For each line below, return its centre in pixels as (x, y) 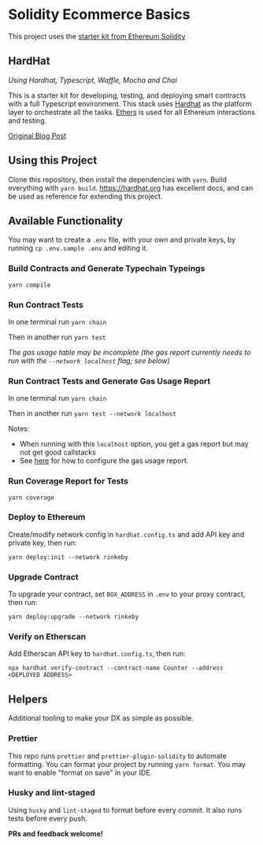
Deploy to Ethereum (47, 517)
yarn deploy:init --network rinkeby (68, 557)
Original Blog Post (37, 135)
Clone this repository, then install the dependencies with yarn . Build (117, 180)
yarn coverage (31, 498)
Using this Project (53, 160)
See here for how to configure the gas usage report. (104, 461)
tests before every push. (48, 818)
